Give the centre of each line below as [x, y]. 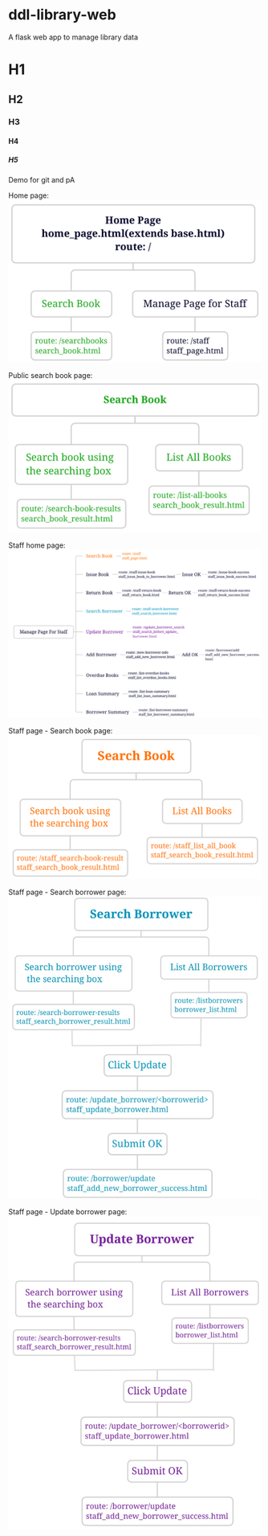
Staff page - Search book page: [61, 731]
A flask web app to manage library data [73, 37]
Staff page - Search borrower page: [67, 892]
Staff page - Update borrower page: [68, 1212]
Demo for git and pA [42, 180]
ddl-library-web [62, 15]
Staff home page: [37, 545]
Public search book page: [51, 375]
